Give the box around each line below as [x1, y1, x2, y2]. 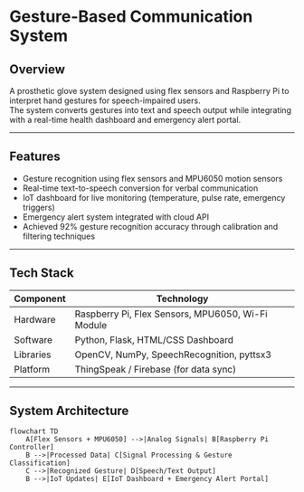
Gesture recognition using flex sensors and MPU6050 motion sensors [22, 173, 283, 184]
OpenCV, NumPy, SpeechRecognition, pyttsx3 [74, 348, 271, 361]
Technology [156, 292, 209, 305]
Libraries [14, 348, 52, 361]
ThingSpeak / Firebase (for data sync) [74, 363, 237, 375]
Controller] [9, 443, 54, 452]
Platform [14, 363, 51, 375]
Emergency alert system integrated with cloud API [22, 211, 210, 222]
